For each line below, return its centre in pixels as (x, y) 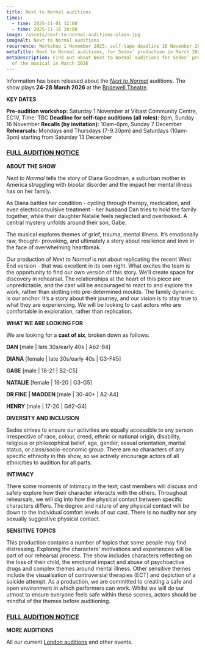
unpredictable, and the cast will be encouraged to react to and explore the (100, 285)
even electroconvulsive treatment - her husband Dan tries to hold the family (102, 209)
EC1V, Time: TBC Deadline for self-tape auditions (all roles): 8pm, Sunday (100, 118)
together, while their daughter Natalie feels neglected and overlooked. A (97, 216)
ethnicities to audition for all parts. (49, 462)
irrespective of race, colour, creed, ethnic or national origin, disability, (94, 436)
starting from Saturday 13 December (67, 137)
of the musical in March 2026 (50, 63)
